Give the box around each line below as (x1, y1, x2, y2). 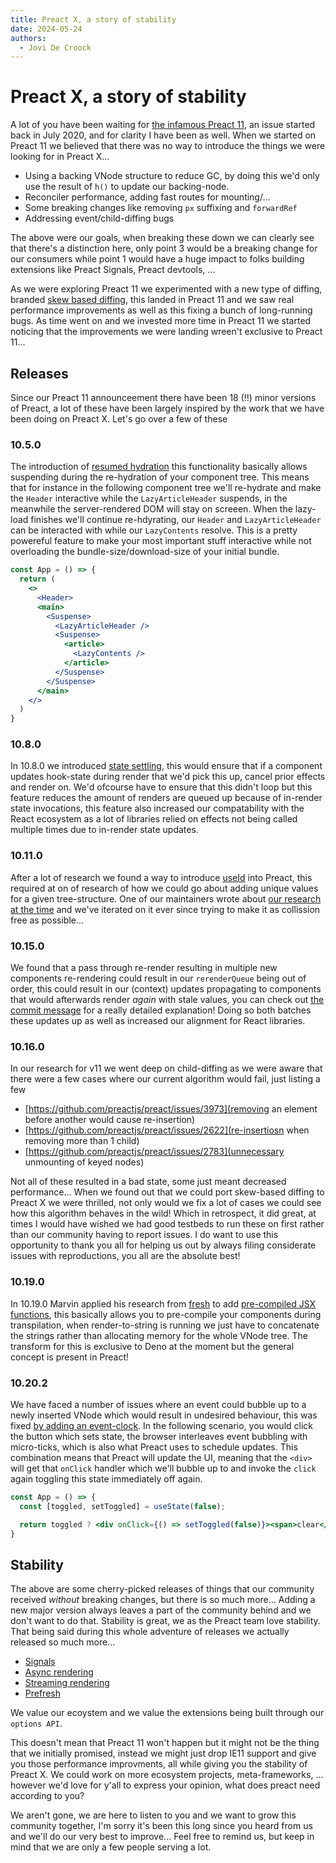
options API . (10, 1717, 63, 1730)
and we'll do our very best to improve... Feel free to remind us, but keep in (10, 1831, 315, 1843)
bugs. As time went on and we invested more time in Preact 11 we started (10, 315, 312, 327)
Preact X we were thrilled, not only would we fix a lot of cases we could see (10, 1197, 322, 1209)
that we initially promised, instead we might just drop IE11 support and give (10, 1747, 317, 1760)
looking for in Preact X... (10, 151, 110, 163)
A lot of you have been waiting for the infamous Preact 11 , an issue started (10, 119, 316, 131)
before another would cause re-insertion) (24, 1114, 196, 1126)
